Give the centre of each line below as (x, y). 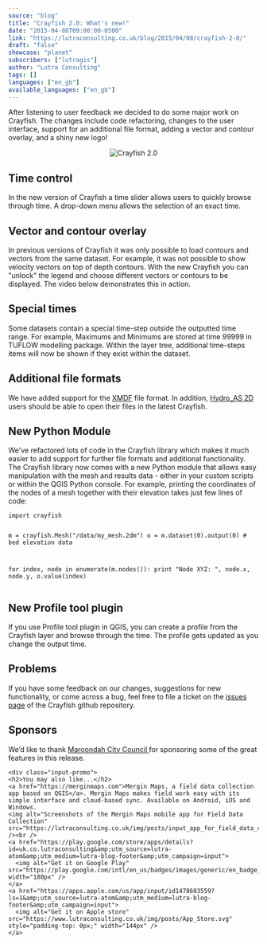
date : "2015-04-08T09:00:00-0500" (66, 30)
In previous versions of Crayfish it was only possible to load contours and (128, 250)
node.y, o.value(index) (48, 577)
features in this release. (46, 758)
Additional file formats (65, 379)
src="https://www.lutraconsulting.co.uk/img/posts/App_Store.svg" (120, 919)
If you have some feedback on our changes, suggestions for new (115, 688)
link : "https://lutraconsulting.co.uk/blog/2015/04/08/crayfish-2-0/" (128, 38)
